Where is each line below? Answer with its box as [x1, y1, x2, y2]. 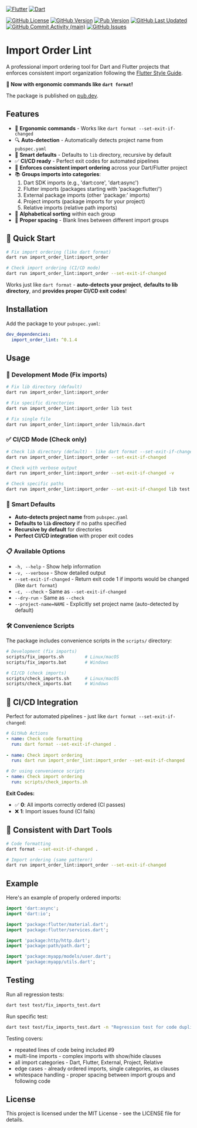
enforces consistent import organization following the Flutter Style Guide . [6, 69, 183, 76]
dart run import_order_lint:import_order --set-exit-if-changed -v [6, 470, 175, 476]
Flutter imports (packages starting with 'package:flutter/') [23, 185, 162, 192]
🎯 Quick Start [6, 234, 56, 244]
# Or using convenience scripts [6, 768, 85, 775]
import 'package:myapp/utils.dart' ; [6, 959, 96, 965]
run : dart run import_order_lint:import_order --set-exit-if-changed [11, 757, 185, 763]
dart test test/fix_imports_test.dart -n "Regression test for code [6, 1024, 177, 1030]
